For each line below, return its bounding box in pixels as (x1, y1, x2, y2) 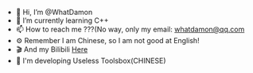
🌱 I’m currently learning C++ (15, 16, 109, 25)
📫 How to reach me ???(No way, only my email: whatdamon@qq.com (15, 24, 245, 34)
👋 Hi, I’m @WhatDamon (15, 8, 93, 16)
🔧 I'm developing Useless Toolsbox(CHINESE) (15, 56, 166, 65)
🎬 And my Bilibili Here (15, 45, 88, 54)
